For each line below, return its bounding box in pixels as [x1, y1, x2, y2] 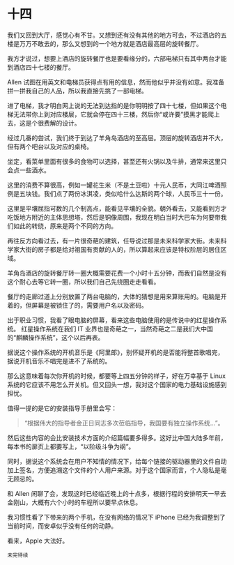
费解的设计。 [43, 119, 81, 127]
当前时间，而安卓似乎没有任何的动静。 [7, 521, 117, 530]
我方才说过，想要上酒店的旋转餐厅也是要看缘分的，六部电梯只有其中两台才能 [7, 54, 227, 63]
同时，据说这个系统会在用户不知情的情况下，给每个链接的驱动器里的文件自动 [7, 457, 227, 465]
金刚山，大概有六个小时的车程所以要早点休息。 [7, 498, 141, 506]
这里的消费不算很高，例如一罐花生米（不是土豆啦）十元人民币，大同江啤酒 [7, 181, 221, 189]
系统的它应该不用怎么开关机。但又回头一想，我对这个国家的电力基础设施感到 [7, 380, 227, 389]
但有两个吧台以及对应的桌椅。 [7, 142, 93, 151]
